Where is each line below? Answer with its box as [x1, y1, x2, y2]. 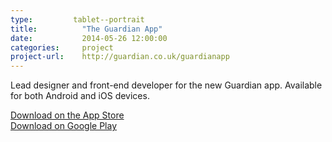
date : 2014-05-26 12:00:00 [10, 33, 168, 43]
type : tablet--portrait [10, 14, 145, 25]
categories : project [10, 42, 114, 53]
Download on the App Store [10, 109, 125, 121]
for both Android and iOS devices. [10, 90, 150, 102]
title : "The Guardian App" [10, 24, 163, 34]
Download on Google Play [10, 120, 118, 132]
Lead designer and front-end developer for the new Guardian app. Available [10, 79, 323, 91]
